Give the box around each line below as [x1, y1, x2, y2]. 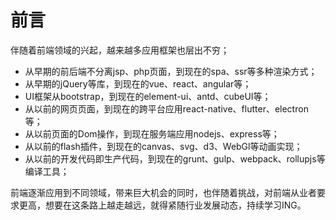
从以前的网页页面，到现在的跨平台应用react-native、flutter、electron [24, 102, 309, 115]
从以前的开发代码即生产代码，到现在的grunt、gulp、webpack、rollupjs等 [24, 152, 326, 165]
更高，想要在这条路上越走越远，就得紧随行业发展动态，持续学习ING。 [18, 199, 307, 211]
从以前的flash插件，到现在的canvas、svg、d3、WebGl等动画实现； [24, 140, 303, 152]
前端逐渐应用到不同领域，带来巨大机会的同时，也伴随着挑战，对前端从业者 [10, 186, 317, 198]
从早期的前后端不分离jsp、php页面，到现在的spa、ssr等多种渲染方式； [24, 65, 318, 77]
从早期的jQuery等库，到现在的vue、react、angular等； [24, 77, 252, 90]
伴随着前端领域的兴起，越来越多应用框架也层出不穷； [10, 44, 230, 56]
